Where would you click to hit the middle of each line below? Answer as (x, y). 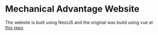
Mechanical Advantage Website (72, 9)
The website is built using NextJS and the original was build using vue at (79, 22)
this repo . (15, 27)
